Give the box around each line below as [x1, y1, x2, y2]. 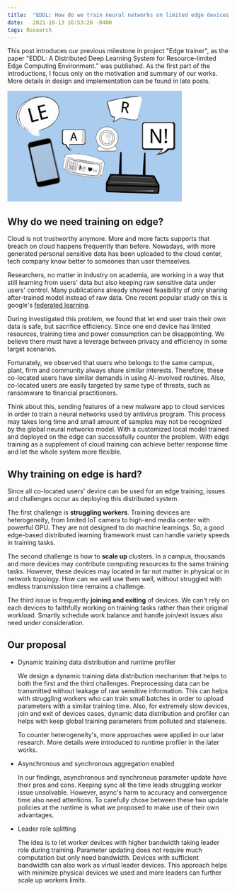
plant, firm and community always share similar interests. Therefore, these [7, 366, 224, 375]
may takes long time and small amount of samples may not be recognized [7, 418, 222, 426]
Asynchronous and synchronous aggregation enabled [17, 759, 175, 768]
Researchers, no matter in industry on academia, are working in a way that [7, 271, 224, 279]
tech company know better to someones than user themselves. [7, 257, 192, 266]
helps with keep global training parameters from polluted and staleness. [17, 717, 227, 725]
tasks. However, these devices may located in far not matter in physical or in [7, 567, 230, 576]
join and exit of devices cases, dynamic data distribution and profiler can [17, 709, 230, 717]
